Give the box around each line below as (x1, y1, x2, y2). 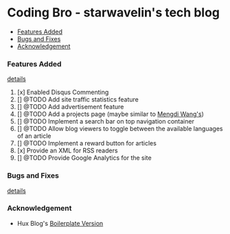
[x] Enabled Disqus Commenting (16, 88, 109, 97)
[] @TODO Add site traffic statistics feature (16, 95, 139, 104)
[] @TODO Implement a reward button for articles (16, 139, 157, 148)
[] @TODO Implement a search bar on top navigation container (16, 117, 194, 126)
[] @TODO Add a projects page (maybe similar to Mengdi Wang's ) (16, 110, 205, 118)
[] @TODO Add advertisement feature (16, 103, 124, 111)
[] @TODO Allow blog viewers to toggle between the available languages (16, 125, 223, 133)
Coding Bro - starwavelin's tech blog (7, 5, 220, 21)
